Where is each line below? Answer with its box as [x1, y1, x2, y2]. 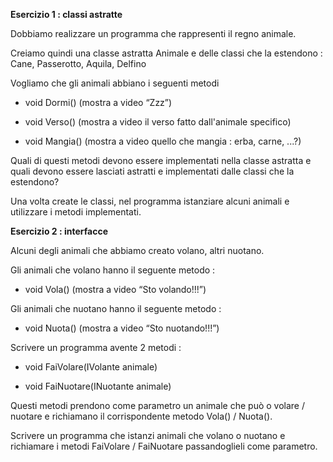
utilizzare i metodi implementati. [10, 206, 142, 218]
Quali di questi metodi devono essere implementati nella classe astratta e [10, 155, 312, 166]
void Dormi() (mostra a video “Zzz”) [24, 97, 173, 108]
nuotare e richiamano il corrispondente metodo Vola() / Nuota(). [10, 410, 273, 422]
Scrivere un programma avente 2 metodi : [10, 342, 182, 353]
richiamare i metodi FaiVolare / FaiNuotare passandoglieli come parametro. [10, 440, 318, 452]
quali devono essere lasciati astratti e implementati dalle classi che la [10, 165, 295, 177]
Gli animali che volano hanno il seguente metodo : [10, 264, 216, 276]
